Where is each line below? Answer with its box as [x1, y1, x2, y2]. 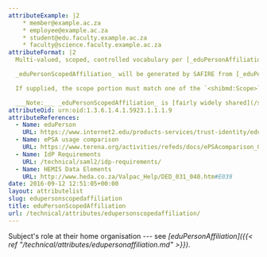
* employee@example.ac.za [22, 26, 109, 34]
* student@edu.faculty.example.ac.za [22, 33, 148, 42]
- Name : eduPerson [15, 121, 77, 129]
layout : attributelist [8, 187, 83, 195]
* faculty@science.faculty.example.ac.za [22, 41, 161, 49]
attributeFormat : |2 [8, 48, 77, 56]
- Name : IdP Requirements [15, 150, 102, 159]
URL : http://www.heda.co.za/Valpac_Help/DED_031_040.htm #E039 [22, 172, 233, 181]
